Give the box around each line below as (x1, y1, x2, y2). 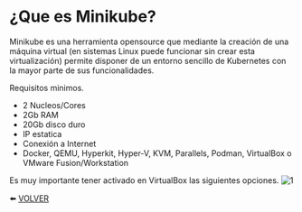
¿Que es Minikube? (9, 6, 156, 27)
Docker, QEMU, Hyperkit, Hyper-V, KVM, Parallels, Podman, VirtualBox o (22, 147, 292, 159)
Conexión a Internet (22, 138, 97, 149)
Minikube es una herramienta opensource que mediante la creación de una (9, 36, 289, 47)
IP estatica (22, 128, 62, 139)
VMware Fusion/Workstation (22, 157, 129, 168)
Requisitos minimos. (9, 82, 84, 93)
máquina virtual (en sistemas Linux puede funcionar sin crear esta (9, 45, 256, 56)
